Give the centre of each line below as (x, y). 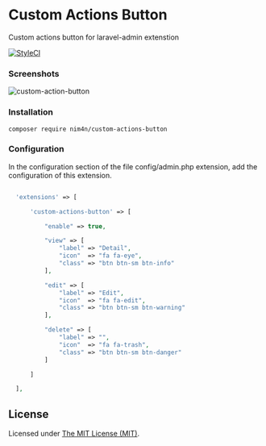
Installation (31, 112)
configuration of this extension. (60, 175)
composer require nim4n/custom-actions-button (88, 129)
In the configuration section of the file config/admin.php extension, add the (133, 166)
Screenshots (34, 73)
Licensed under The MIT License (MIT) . (74, 434)
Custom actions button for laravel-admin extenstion (94, 37)
